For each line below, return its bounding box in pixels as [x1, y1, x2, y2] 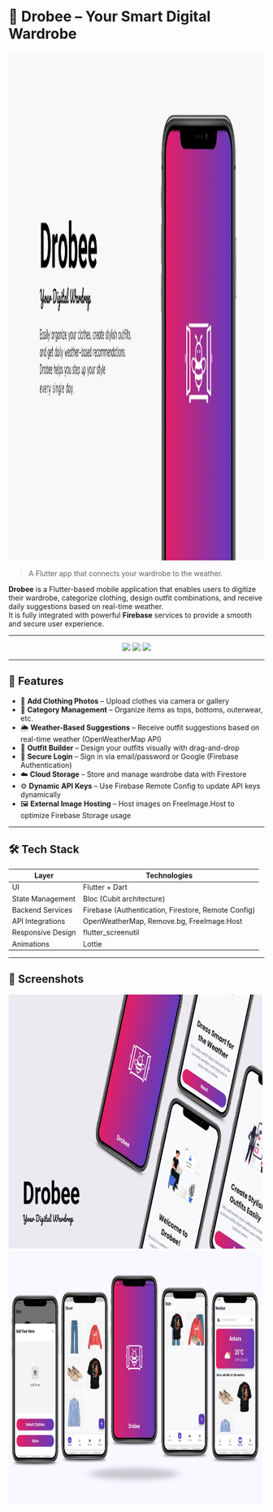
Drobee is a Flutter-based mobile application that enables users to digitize [8, 584, 257, 594]
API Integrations [11, 917, 66, 926]
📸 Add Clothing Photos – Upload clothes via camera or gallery [19, 695, 230, 706]
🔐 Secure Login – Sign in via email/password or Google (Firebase [19, 752, 239, 761]
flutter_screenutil [82, 927, 140, 938]
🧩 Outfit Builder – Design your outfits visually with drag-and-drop [19, 743, 240, 752]
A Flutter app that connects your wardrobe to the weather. [28, 569, 223, 578]
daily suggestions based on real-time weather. [8, 601, 164, 611]
